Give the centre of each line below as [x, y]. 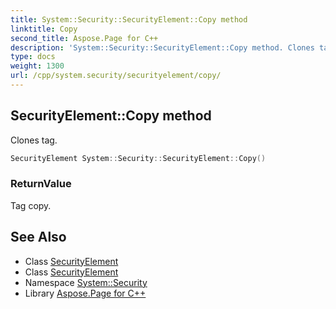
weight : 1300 [37, 66]
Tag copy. [31, 205]
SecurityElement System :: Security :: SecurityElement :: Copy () [138, 158]
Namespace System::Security [86, 282]
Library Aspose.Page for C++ [85, 293]
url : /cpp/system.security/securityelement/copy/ [116, 76]
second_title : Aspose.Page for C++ [84, 38]
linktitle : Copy [44, 29]
